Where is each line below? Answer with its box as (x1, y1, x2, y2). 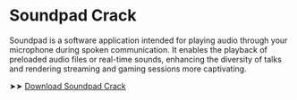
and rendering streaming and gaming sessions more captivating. (9, 63, 248, 74)
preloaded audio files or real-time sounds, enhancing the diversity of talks (9, 54, 282, 64)
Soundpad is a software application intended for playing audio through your (9, 35, 288, 46)
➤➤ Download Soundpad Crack (9, 80, 127, 91)
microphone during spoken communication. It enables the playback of (9, 44, 268, 54)
